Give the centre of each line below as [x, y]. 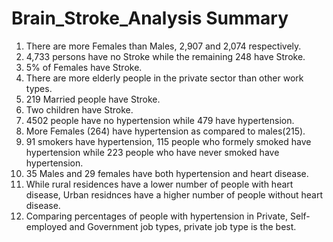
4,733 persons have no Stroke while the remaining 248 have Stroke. [165, 56]
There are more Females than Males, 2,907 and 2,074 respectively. [163, 46]
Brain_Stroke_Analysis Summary [150, 18]
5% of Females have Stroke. [84, 67]
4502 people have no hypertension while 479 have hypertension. [160, 120]
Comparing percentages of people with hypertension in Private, [157, 216]
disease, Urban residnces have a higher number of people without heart [174, 194]
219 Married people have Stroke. [93, 99]
